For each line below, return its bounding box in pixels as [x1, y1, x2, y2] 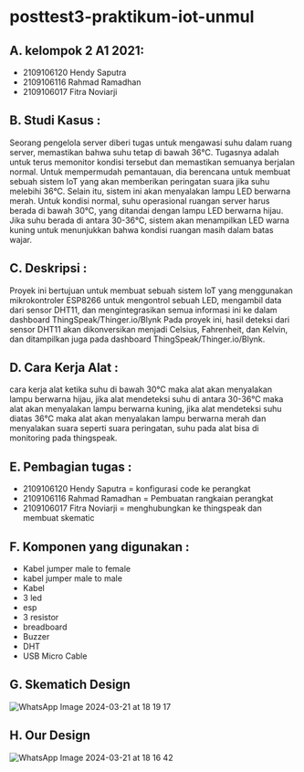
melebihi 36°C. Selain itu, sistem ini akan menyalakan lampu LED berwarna [9, 185, 290, 196]
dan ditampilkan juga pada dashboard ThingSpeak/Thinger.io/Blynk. [9, 333, 266, 344]
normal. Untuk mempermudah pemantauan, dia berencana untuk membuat [9, 166, 290, 177]
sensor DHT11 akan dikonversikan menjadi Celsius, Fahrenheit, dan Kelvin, [9, 323, 288, 334]
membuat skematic [22, 513, 95, 523]
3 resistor [22, 612, 59, 623]
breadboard [22, 621, 68, 632]
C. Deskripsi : [9, 260, 88, 276]
